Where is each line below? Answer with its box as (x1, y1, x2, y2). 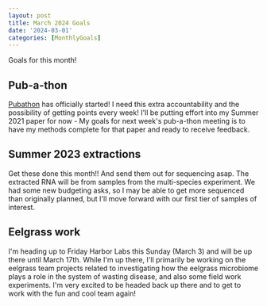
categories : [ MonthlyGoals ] (8, 33, 102, 42)
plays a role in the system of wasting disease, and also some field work (8, 271, 242, 281)
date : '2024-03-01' (8, 26, 73, 34)
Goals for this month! (8, 55, 77, 65)
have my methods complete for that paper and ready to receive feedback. (8, 124, 250, 135)
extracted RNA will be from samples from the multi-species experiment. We (8, 177, 256, 186)
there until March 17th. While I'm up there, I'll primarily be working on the (8, 254, 246, 264)
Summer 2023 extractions (8, 147, 141, 161)
